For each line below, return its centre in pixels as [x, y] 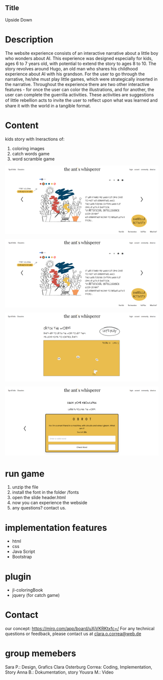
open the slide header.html [39, 498]
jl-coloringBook [27, 590]
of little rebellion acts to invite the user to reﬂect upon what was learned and [81, 100]
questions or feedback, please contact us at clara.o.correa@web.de [73, 634]
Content [22, 125]
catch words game [31, 154]
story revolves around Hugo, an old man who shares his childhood [72, 68]
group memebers [41, 653]
